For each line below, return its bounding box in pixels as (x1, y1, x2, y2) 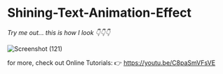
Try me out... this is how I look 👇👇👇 (7, 28, 111, 36)
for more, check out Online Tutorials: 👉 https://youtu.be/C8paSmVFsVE (7, 58, 216, 67)
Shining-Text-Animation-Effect (7, 5, 191, 21)
